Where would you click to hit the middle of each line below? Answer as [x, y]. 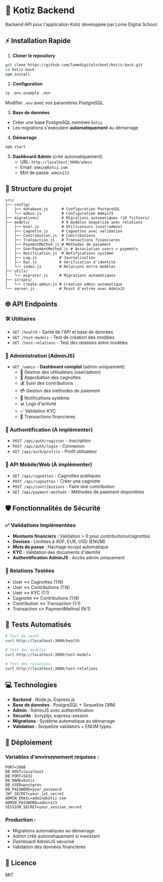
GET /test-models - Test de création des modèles [63, 337]
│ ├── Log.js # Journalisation [50, 257]
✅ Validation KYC [38, 411]
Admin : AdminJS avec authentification [53, 711]
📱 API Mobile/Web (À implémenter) [49, 465]
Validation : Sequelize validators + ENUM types [62, 726]
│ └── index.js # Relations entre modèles [60, 267]
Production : [21, 820]
